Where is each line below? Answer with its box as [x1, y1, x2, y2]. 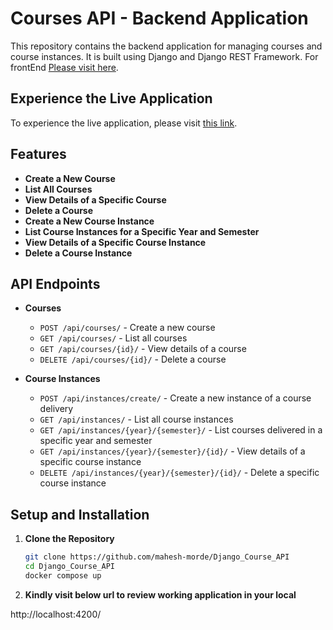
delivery [39, 403, 74, 415]
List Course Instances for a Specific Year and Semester [24, 225, 260, 237]
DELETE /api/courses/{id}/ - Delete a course [39, 353, 227, 366]
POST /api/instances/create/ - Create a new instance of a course [39, 392, 312, 404]
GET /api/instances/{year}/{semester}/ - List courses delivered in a [39, 424, 323, 436]
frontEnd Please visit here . [10, 61, 119, 73]
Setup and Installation [10, 506, 150, 523]
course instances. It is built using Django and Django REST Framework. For [10, 50, 319, 62]
